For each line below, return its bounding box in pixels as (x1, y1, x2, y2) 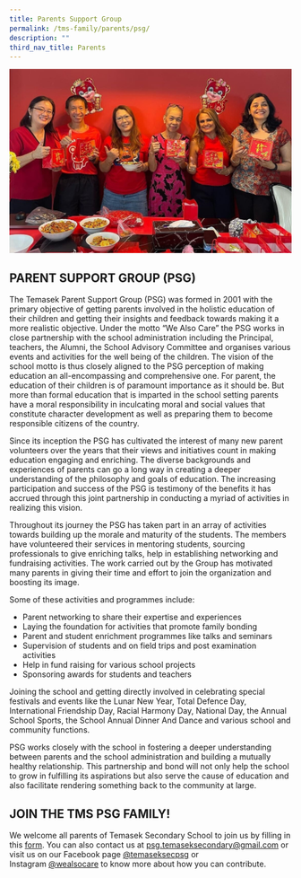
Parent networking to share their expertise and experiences (21, 611, 242, 623)
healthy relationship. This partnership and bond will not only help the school (9, 761, 289, 772)
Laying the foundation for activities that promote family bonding (21, 621, 258, 632)
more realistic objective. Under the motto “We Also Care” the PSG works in (9, 323, 285, 334)
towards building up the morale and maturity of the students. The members (9, 530, 287, 540)
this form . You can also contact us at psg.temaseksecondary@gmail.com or (9, 839, 289, 850)
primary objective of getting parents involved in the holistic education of (9, 303, 276, 314)
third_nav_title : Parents (9, 43, 106, 52)
